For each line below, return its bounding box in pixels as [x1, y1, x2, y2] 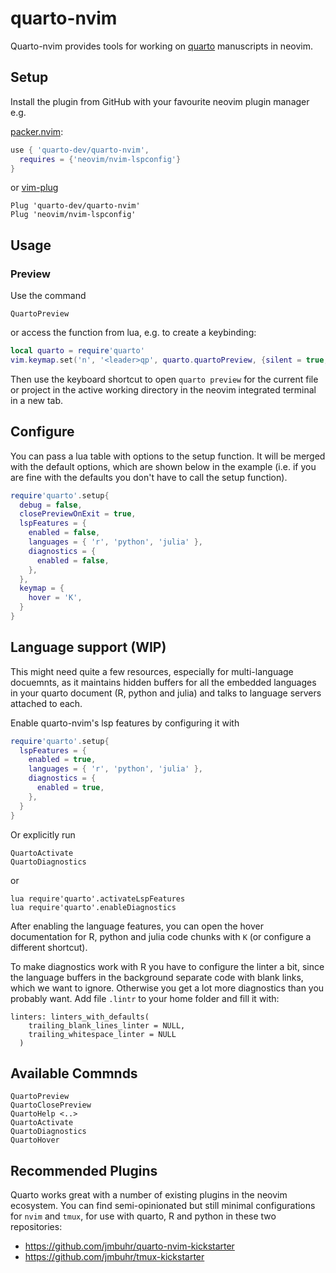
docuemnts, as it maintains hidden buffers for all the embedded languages [10, 676, 317, 688]
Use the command [10, 290, 87, 302]
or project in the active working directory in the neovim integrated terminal [10, 383, 317, 396]
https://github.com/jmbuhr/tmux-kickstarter [24, 1251, 205, 1263]
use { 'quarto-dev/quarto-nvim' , [10, 145, 150, 155]
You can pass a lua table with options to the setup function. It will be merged [10, 450, 326, 462]
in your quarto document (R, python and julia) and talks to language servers [10, 687, 322, 699]
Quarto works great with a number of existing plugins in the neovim [10, 1189, 288, 1201]
